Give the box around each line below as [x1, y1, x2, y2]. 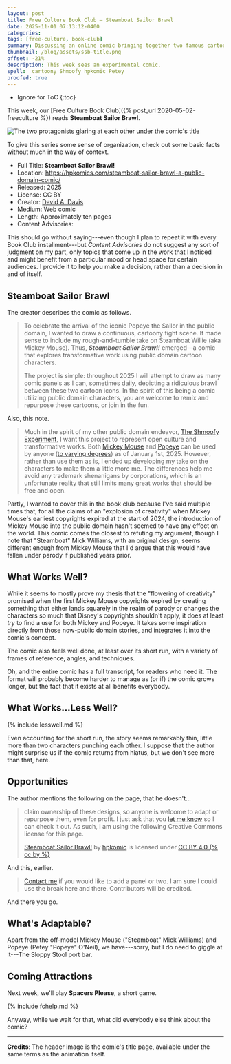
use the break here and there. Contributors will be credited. [23, 884, 192, 892]
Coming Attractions [7, 970, 93, 982]
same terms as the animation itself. [7, 1050, 106, 1058]
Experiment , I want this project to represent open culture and [23, 435, 197, 444]
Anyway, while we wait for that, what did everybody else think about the [7, 1016, 211, 1024]
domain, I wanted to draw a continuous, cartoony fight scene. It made [23, 329, 221, 337]
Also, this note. [7, 415, 49, 423]
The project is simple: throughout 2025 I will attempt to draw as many [23, 372, 221, 380]
